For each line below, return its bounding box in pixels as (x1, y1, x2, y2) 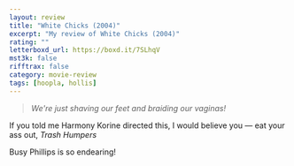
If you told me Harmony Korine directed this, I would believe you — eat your (9, 120, 285, 131)
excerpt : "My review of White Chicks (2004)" (9, 29, 180, 38)
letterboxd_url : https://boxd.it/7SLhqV (9, 46, 161, 55)
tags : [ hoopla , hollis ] (9, 79, 97, 87)
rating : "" (9, 37, 50, 47)
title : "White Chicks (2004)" (9, 21, 121, 30)
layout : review (9, 12, 66, 22)
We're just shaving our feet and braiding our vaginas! (30, 102, 227, 113)
